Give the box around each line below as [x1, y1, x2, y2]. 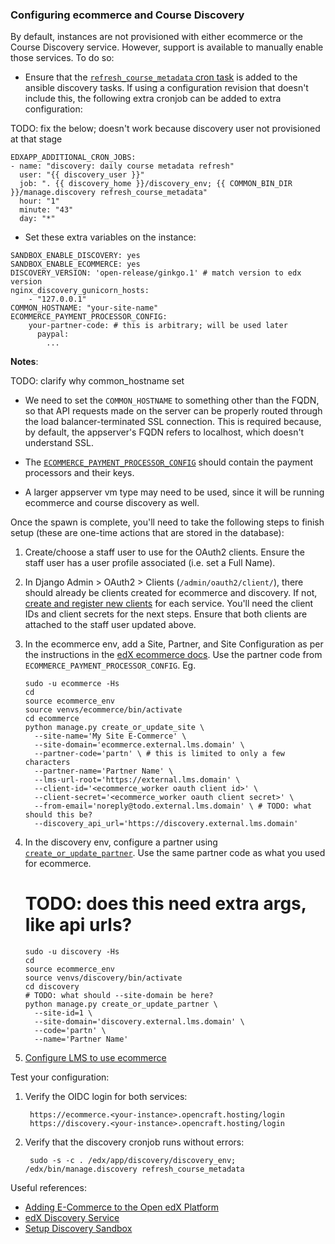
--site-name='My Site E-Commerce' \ [34, 731, 187, 742]
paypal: [36, 329, 70, 340]
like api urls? [24, 914, 133, 937]
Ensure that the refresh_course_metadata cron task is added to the [24, 71, 298, 83]
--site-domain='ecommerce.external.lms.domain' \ [34, 740, 245, 750]
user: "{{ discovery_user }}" [19, 170, 145, 180]
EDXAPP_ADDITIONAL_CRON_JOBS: [10, 153, 137, 163]
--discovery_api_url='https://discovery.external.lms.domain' [34, 819, 299, 829]
